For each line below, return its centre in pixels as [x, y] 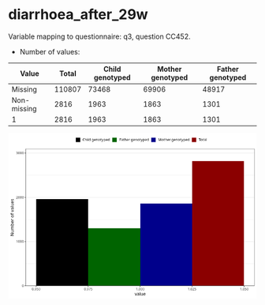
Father [228, 70]
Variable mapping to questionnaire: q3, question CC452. [99, 36]
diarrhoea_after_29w [78, 15]
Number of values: [50, 51]
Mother [170, 70]
